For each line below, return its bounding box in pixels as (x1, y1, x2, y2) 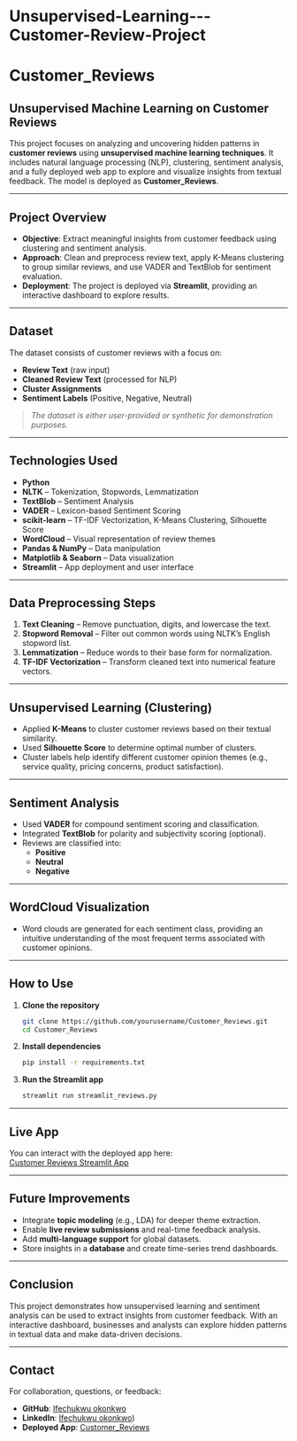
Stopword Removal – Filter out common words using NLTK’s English (21, 628, 270, 639)
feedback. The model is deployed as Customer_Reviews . (9, 175, 219, 187)
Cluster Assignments (21, 383, 102, 393)
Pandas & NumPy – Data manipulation (21, 542, 161, 553)
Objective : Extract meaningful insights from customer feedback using (21, 233, 277, 244)
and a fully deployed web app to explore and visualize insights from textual (9, 167, 282, 177)
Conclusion (9, 1277, 74, 1292)
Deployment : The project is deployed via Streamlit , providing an (21, 281, 258, 291)
